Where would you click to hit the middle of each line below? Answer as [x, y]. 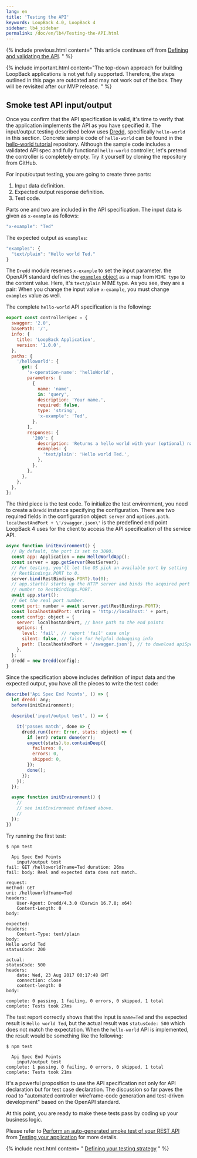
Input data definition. [40, 185]
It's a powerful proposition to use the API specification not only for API [91, 1083]
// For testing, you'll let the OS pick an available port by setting [99, 568]
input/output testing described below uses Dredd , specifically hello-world [96, 131]
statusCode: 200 [26, 949]
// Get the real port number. [48, 601]
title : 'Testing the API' [38, 17]
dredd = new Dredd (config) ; [46, 661]
